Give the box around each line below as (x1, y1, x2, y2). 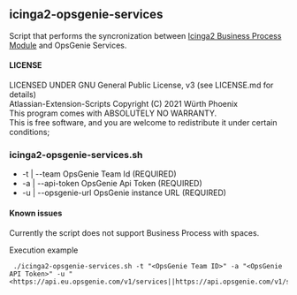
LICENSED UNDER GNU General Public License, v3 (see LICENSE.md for (9, 79, 274, 91)
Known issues (9, 208, 63, 218)
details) (9, 89, 37, 100)
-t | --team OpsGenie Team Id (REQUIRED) (21, 169, 177, 179)
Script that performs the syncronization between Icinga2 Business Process (9, 30, 282, 41)
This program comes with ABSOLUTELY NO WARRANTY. (9, 108, 217, 118)
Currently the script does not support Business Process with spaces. (9, 227, 260, 238)
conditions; (9, 127, 50, 138)
